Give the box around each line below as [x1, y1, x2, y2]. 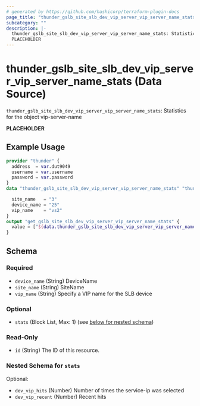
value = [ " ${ [11, 224, 44, 230]
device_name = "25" [11, 202, 60, 208]
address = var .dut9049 [11, 163, 70, 170]
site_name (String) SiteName [14, 283, 85, 291]
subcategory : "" [6, 20, 46, 26]
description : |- [6, 25, 46, 32]
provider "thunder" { [6, 158, 60, 164]
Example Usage [6, 142, 65, 152]
